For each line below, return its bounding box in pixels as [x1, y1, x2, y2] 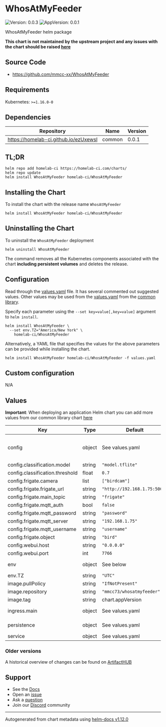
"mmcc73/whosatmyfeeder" [102, 589, 161, 594]
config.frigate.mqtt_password [7, 510, 77, 517]
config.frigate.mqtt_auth [7, 502, 64, 509]
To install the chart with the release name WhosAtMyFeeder [5, 201, 122, 207]
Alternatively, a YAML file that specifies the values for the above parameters [5, 340, 160, 346]
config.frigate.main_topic [7, 493, 66, 500]
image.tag [7, 596, 31, 603]
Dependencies [5, 113, 51, 121]
